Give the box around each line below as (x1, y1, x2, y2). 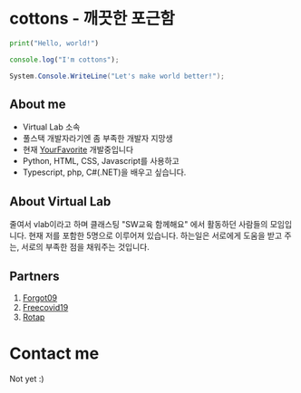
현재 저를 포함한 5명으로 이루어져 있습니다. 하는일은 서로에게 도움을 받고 (28, 230, 283, 241)
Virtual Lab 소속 (22, 121, 81, 132)
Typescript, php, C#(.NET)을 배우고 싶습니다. (22, 167, 187, 177)
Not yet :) (9, 373, 44, 384)
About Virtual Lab (9, 194, 112, 209)
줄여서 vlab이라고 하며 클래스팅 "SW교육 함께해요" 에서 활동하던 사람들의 (9, 219, 268, 230)
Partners (9, 268, 61, 283)
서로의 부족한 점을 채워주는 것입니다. (21, 242, 150, 253)
